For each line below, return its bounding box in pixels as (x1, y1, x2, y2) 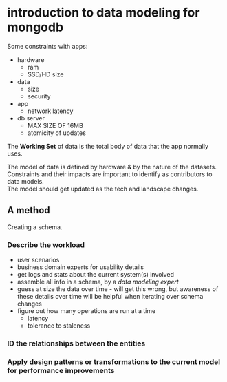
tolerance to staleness (27, 321, 91, 330)
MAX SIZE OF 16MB (27, 121, 84, 129)
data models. (7, 177, 45, 185)
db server (17, 114, 45, 122)
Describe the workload (7, 240, 85, 249)
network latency (27, 107, 74, 115)
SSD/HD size (27, 70, 64, 78)
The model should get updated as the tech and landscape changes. (7, 184, 199, 193)
